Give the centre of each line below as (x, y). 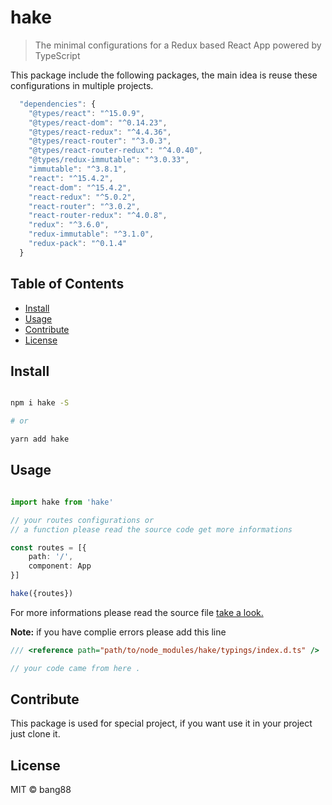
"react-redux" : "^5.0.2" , (82, 197)
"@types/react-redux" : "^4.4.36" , (100, 132)
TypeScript (57, 55)
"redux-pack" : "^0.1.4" (78, 244)
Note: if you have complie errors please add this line (118, 632)
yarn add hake (40, 439)
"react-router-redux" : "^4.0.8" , (98, 216)
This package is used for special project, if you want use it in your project (161, 723)
